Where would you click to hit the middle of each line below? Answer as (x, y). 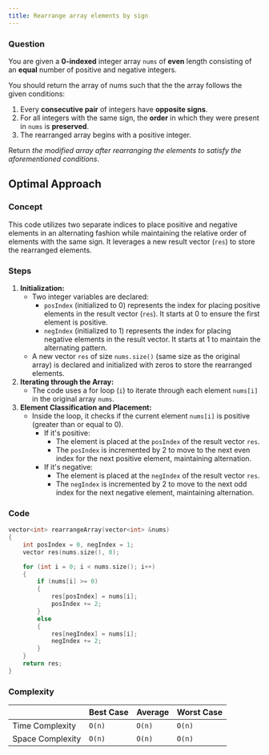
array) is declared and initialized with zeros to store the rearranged (142, 365)
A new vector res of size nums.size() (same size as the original (136, 356)
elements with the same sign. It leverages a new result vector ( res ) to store (132, 241)
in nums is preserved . (54, 126)
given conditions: (37, 94)
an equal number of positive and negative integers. (93, 70)
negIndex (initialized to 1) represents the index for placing (137, 330)
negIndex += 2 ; (76, 641)
